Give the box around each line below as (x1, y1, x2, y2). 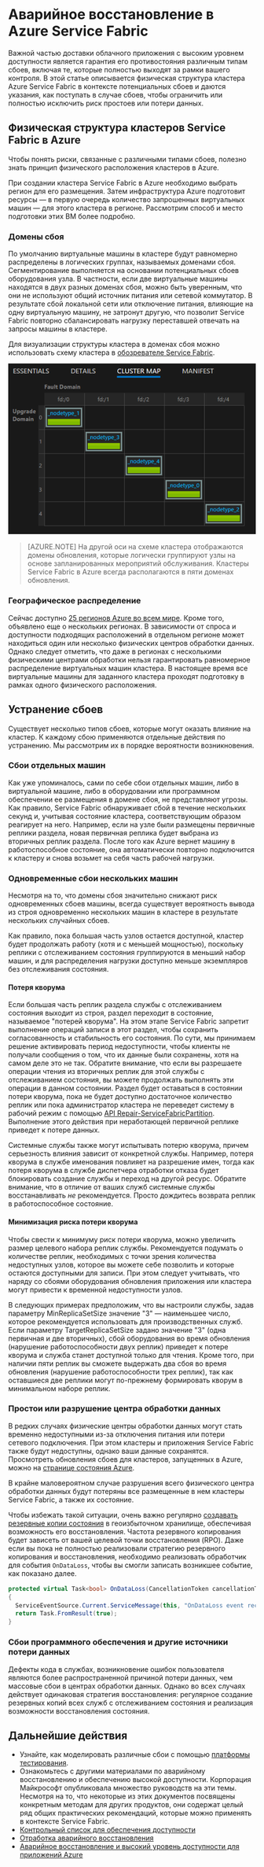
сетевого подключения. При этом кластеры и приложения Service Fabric (8, 1437, 254, 1447)
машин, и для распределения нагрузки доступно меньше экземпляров (8, 956, 248, 965)
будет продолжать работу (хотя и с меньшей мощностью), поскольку (8, 939, 244, 949)
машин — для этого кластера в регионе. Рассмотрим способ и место (8, 203, 244, 212)
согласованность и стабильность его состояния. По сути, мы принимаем (8, 1033, 256, 1043)
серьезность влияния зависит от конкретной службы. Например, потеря (8, 1149, 254, 1158)
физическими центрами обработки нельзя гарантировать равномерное (8, 655, 251, 664)
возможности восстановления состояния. (8, 1706, 150, 1716)
